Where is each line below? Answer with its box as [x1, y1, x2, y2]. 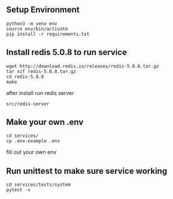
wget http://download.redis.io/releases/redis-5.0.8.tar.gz [6, 63, 160, 69]
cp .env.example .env [6, 138, 60, 144]
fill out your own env [6, 149, 57, 156]
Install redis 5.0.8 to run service [6, 47, 128, 57]
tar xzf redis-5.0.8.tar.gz [6, 68, 77, 74]
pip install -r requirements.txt [6, 31, 90, 37]
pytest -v [6, 187, 31, 193]
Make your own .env [6, 117, 84, 127]
